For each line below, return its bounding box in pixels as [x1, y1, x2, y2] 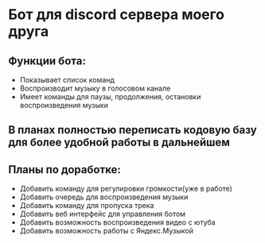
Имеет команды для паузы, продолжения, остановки [19, 92, 201, 101]
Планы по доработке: [8, 163, 122, 176]
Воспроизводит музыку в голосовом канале [19, 83, 171, 93]
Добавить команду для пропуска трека [19, 201, 154, 210]
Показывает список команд [19, 75, 115, 84]
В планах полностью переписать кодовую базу [8, 123, 257, 137]
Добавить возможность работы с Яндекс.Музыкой [19, 226, 193, 236]
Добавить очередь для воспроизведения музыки [19, 192, 189, 202]
